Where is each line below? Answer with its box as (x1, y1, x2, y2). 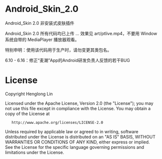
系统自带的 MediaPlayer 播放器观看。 (5, 37, 79, 42)
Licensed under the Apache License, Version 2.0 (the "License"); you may (5, 100, 154, 106)
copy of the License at (5, 111, 50, 117)
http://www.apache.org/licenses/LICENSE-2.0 (11, 120, 104, 125)
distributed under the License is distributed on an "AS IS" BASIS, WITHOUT (5, 134, 156, 139)
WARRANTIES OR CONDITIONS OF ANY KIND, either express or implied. (5, 139, 150, 145)
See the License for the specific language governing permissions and (5, 144, 144, 150)
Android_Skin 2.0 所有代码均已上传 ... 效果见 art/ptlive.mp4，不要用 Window (5, 30, 157, 36)
